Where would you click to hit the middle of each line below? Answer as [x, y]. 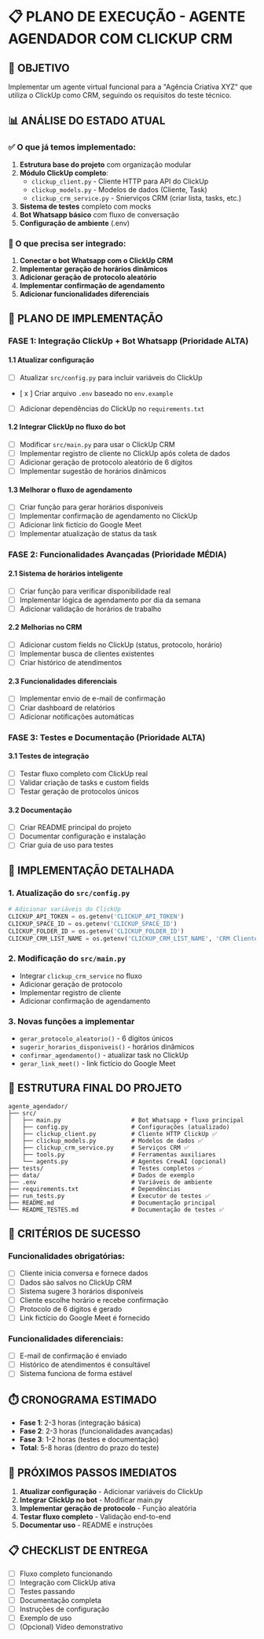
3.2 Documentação [40, 810]
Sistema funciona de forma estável [76, 1374]
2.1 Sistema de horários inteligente [66, 574]
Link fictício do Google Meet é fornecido [85, 1318]
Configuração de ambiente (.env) [75, 223]
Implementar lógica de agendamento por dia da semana [110, 600]
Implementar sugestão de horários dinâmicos [93, 472]
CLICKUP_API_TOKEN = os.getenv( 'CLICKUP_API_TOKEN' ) [96, 916]
